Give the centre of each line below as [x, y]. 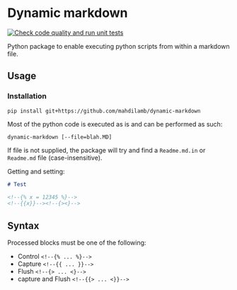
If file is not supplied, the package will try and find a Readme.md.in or [106, 150]
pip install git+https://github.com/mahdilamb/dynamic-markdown [104, 111]
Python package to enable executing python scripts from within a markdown [118, 46]
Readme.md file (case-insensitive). [55, 158]
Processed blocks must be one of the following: [77, 243]
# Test [17, 184]
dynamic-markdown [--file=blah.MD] [60, 137]
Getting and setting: [36, 171]
